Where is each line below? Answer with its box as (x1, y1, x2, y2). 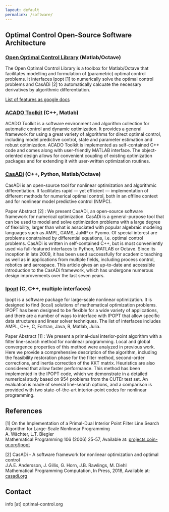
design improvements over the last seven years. (5, 272, 105, 278)
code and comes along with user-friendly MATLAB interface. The (5, 147, 141, 153)
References (5, 407, 42, 416)
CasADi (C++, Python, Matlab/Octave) (5, 171, 101, 178)
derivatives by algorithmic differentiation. (5, 87, 91, 93)
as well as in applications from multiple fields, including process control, (5, 256, 155, 263)
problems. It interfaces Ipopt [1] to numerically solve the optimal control (5, 76, 154, 82)
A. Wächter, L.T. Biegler (5, 431, 54, 437)
